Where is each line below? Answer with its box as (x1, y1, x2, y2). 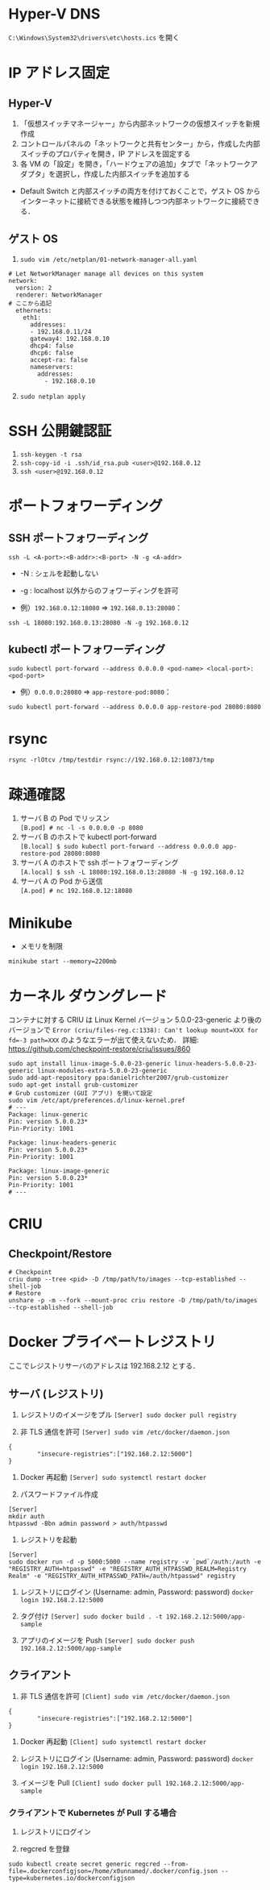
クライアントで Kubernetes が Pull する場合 (8, 1807, 177, 1818)
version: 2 (15, 284, 52, 292)
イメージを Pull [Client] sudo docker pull (19, 1778, 163, 1788)
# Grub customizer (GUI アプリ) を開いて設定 (8, 1090, 153, 1098)
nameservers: (29, 363, 74, 371)
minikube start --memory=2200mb (8, 957, 117, 966)
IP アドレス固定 (8, 64, 110, 82)
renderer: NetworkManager (15, 291, 103, 299)
